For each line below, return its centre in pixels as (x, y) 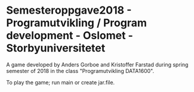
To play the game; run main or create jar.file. (61, 82)
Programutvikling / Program (77, 23)
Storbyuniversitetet (56, 48)
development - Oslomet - (70, 36)
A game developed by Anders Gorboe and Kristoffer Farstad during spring (97, 64)
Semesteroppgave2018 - (69, 10)
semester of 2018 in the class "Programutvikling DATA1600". (80, 71)
